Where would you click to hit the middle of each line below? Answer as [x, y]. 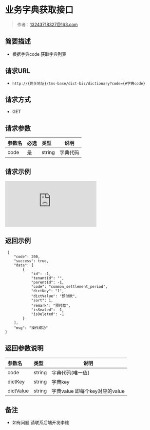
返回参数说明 [24, 348]
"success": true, [31, 261]
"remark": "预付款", [51, 305]
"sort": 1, [42, 300]
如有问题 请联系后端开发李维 [40, 423]
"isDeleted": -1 [47, 314]
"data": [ [24, 265]
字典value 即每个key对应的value [88, 391]
